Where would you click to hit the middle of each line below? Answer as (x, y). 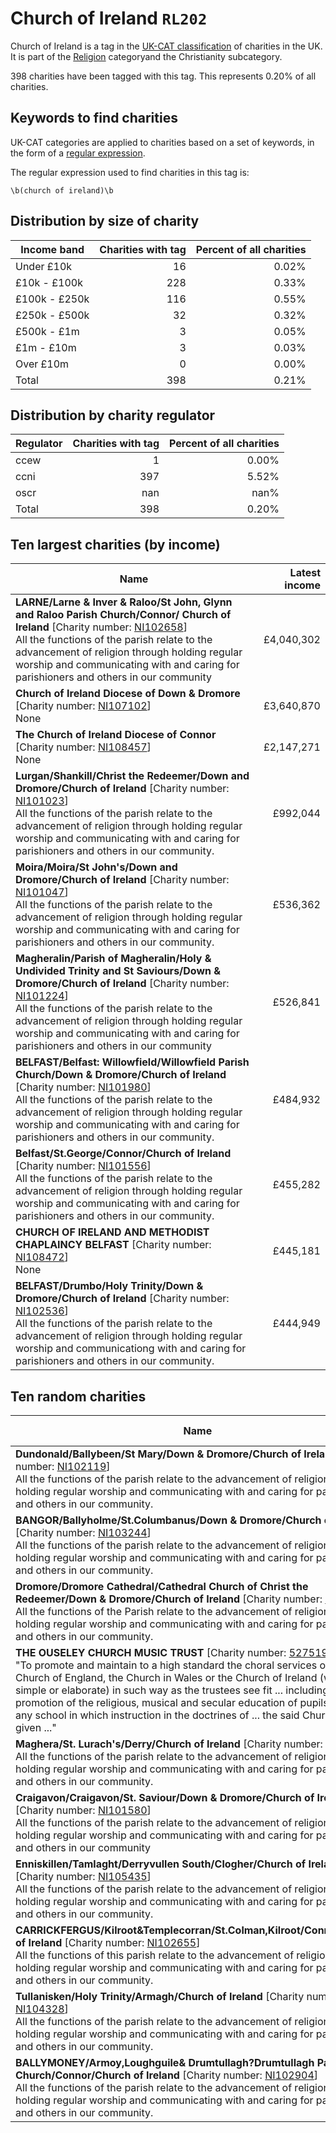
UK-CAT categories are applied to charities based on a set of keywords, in (162, 142)
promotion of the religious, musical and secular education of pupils (172, 1702)
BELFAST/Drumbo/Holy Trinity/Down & (109, 1286)
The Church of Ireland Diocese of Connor (116, 735)
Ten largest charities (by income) (115, 544)
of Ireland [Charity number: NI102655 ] (108, 1942)
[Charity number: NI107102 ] (83, 706)
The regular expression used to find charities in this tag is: (130, 172)
